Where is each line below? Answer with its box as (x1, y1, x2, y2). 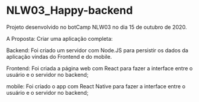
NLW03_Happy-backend (6, 4, 133, 17)
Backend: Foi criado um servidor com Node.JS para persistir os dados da (6, 46, 189, 54)
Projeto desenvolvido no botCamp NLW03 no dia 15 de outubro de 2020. (6, 23, 187, 31)
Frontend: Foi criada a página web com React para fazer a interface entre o (6, 64, 193, 72)
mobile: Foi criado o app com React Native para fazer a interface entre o (6, 82, 186, 90)
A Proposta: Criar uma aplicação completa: (6, 35, 113, 42)
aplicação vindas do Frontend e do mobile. (6, 53, 112, 60)
